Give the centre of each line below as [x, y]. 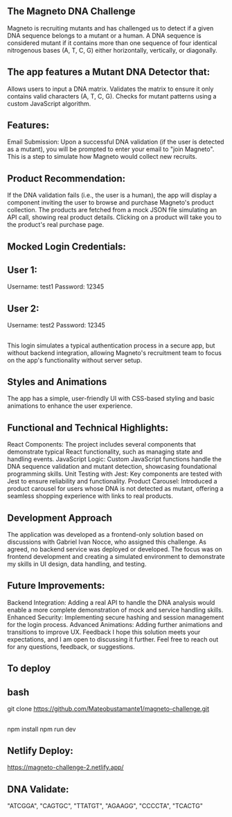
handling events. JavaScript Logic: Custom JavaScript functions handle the [115, 459]
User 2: [23, 308]
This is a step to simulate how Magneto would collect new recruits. [102, 157]
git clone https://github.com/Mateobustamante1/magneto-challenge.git [108, 709]
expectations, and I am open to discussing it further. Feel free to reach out [113, 639]
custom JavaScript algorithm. [49, 103]
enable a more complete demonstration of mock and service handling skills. [115, 610]
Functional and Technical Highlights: [88, 428]
